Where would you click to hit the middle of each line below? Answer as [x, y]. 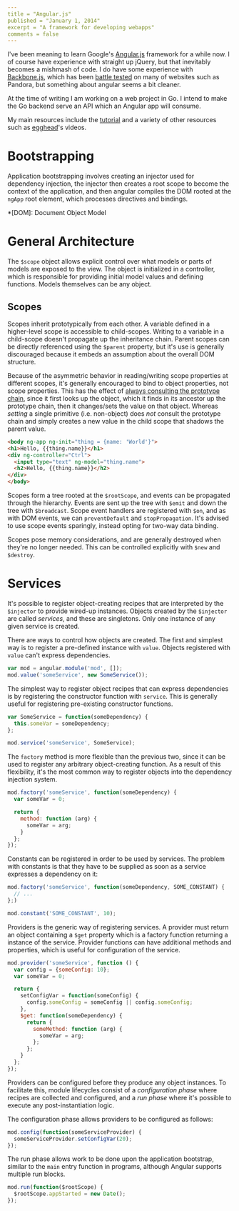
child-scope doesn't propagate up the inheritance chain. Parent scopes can [118, 339]
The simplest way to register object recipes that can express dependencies [118, 688]
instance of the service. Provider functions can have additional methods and [119, 942]
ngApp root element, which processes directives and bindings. [98, 199]
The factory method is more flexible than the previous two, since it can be [117, 757]
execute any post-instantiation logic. [61, 1105]
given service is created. [44, 626]
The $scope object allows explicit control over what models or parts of [110, 261]
